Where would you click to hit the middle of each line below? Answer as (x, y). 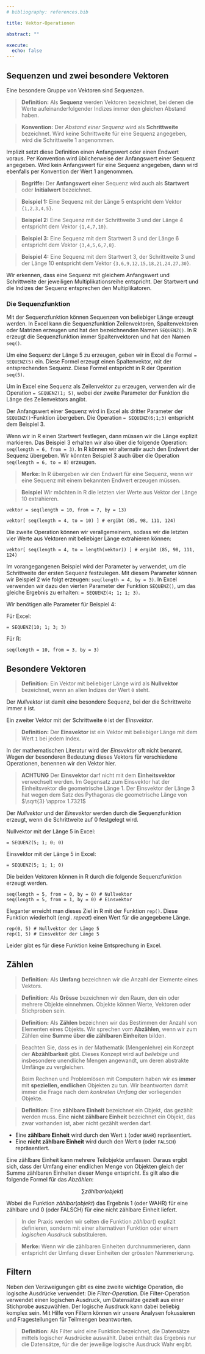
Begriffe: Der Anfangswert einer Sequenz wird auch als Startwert (105, 183)
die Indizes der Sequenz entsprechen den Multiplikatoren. (79, 288)
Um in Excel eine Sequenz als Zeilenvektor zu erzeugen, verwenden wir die (101, 387)
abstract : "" (23, 34)
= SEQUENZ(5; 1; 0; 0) (35, 843)
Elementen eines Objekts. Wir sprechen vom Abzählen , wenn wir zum (109, 1029)
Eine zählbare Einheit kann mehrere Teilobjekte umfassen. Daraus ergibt (97, 1159)
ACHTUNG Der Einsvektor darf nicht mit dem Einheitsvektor (98, 775)
